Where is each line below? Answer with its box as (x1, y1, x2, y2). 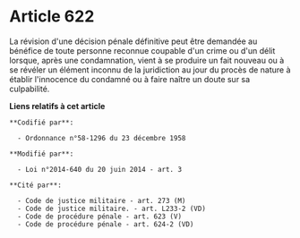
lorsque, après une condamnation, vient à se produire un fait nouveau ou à (9, 55, 285, 65)
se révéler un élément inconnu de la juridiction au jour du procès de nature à (9, 64, 291, 75)
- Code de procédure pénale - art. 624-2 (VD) (17, 219, 194, 229)
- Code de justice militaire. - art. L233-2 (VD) (17, 204, 206, 213)
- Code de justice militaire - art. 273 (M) (17, 196, 186, 205)
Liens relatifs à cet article (9, 100, 106, 111)
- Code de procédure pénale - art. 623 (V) (17, 212, 182, 221)
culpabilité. (9, 83, 50, 94)
